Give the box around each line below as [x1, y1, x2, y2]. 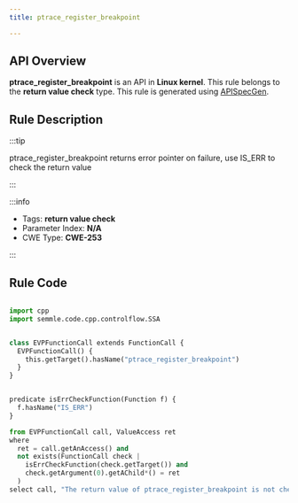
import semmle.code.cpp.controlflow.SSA [9, 314, 161, 323]
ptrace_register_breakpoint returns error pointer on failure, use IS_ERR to [9, 152, 276, 164]
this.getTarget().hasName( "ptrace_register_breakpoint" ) [25, 355, 240, 364]
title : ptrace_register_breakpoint [9, 12, 141, 22]
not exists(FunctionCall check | [17, 453, 141, 461]
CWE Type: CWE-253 [21, 232, 103, 244]
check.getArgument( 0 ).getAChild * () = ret [25, 468, 180, 478]
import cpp [9, 306, 50, 315]
